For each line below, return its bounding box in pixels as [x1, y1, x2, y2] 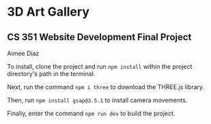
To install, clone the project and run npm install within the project [7, 63, 193, 70]
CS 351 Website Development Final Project [7, 31, 192, 43]
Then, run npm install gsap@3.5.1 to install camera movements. [7, 96, 188, 104]
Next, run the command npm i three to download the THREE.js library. [7, 83, 205, 91]
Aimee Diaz [7, 49, 40, 57]
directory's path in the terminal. [7, 69, 96, 78]
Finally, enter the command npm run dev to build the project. [7, 110, 175, 117]
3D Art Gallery [7, 4, 90, 20]
